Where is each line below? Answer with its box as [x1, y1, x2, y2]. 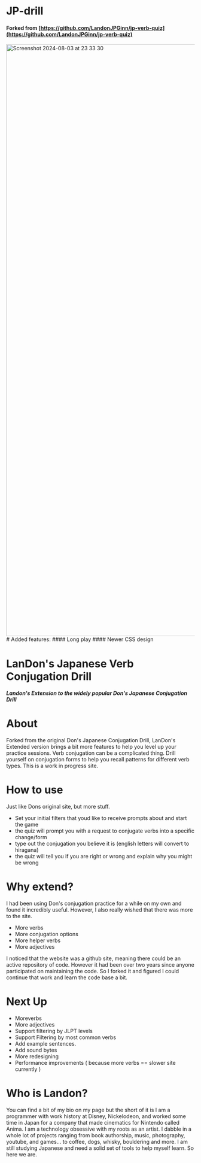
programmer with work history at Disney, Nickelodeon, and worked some [6, 1112, 187, 1120]
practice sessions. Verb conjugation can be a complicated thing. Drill [6, 749, 176, 757]
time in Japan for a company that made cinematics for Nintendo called [6, 1119, 179, 1126]
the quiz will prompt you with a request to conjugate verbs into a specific [14, 827, 194, 834]
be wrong [14, 859, 39, 866]
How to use [6, 783, 63, 797]
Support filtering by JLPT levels [14, 1027, 93, 1034]
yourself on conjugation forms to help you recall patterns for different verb [6, 756, 190, 763]
